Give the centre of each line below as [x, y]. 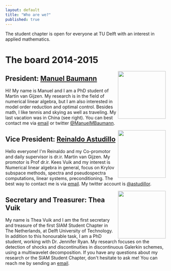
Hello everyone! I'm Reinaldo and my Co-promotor [58, 152]
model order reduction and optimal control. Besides [59, 107]
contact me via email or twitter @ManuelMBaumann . [60, 123]
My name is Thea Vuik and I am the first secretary [58, 220]
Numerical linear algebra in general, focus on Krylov [60, 168]
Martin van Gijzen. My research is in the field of [55, 96]
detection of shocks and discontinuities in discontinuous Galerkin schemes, [84, 247]
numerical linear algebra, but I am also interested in [59, 102]
